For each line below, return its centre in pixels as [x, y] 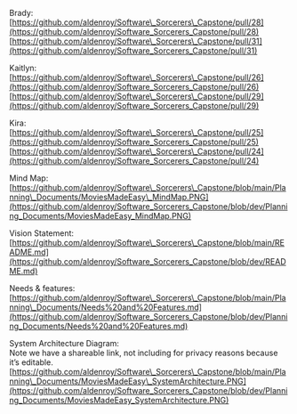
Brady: [21, 13]
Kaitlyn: [23, 68]
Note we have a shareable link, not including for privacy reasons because [144, 353]
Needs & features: [42, 288]
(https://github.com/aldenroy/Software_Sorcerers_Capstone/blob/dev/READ [148, 261]
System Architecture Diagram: [64, 343]
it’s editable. [31, 362]
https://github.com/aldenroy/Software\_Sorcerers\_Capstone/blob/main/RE [148, 243]
